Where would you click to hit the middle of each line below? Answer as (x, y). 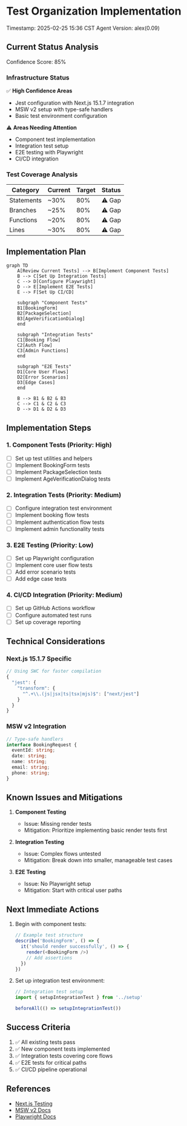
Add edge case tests (41, 579)
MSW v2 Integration (36, 726)
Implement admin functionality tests (60, 529)
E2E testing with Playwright (49, 153)
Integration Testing (40, 842)
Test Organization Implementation (94, 11)
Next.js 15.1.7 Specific (39, 659)
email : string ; (31, 767)
